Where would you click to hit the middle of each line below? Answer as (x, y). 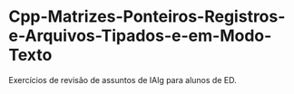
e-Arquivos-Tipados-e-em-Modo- (140, 36)
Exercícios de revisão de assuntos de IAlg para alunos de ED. (122, 80)
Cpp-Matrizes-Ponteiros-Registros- (147, 17)
